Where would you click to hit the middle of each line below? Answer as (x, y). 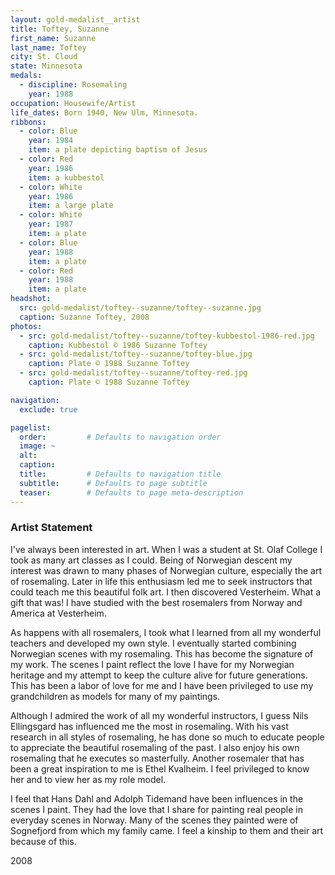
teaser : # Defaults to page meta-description (131, 492)
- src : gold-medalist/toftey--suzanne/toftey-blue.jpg (136, 354)
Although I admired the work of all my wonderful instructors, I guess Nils (159, 715)
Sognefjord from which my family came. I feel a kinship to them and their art (167, 830)
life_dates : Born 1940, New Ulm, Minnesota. (104, 112)
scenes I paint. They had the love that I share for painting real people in (156, 809)
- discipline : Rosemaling (73, 85)
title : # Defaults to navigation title (120, 474)
